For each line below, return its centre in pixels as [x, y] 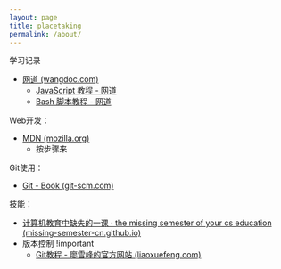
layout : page [33, 17]
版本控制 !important [58, 244]
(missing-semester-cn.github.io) [81, 233]
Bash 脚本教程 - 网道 [73, 102]
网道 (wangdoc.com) [60, 79]
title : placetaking [45, 26]
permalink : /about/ [45, 34]
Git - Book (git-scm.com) [68, 186]
